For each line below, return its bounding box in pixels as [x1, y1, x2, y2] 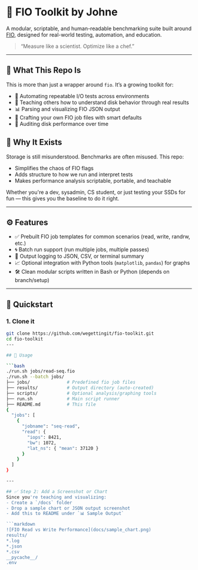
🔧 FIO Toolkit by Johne [6, 5, 118, 19]
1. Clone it [6, 317, 35, 325]
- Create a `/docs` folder [6, 500, 72, 506]
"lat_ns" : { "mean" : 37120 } [27, 445, 99, 451]
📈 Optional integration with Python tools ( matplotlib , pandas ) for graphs [14, 260, 190, 267]
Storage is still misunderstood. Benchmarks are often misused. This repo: [6, 153, 184, 160]
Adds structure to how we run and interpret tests [14, 171, 133, 178]
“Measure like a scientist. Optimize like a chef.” [20, 43, 134, 50]
